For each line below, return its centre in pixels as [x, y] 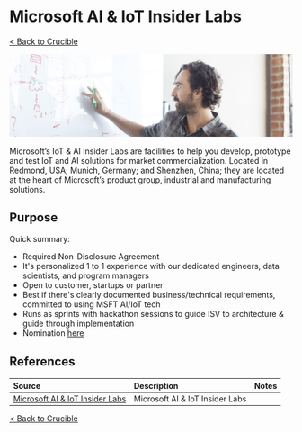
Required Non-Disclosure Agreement [91, 256]
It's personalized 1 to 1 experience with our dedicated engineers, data [151, 266]
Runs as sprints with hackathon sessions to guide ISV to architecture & [153, 314]
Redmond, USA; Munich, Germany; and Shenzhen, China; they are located [147, 170]
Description [156, 385]
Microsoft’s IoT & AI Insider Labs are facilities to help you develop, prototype [150, 151]
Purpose [34, 217]
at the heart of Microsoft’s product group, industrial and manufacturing [140, 180]
